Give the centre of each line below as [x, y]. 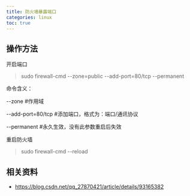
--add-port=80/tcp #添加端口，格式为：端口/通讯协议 [73, 114]
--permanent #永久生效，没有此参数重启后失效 [64, 127]
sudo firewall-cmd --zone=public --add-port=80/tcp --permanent [102, 76]
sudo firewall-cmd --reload [54, 152]
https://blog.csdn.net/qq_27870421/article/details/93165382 [89, 187]
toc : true [19, 23]
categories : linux [29, 17]
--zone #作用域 [25, 101]
